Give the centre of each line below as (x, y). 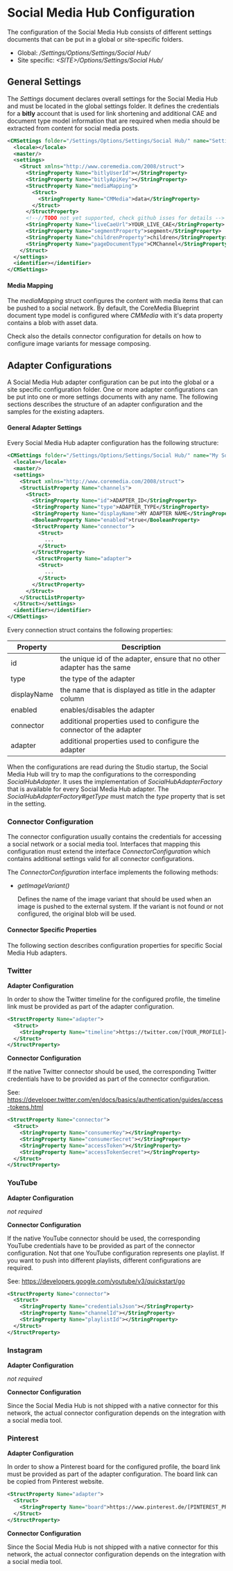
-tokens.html (25, 1107)
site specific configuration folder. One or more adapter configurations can (113, 390)
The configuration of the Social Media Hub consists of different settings (110, 32)
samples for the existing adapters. (56, 412)
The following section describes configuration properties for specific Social (115, 945)
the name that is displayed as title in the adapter (138, 690)
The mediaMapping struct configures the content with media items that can (115, 301)
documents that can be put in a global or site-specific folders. (95, 39)
